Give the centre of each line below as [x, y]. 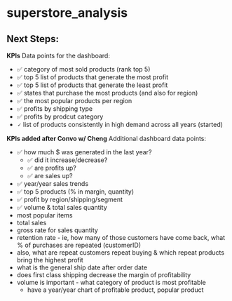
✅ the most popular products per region [74, 101]
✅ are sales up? [50, 176]
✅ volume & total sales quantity [62, 207]
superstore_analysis [67, 13]
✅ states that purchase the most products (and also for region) [107, 93]
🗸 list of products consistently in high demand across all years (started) [120, 125]
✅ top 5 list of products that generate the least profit [92, 85]
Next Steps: [33, 39]
